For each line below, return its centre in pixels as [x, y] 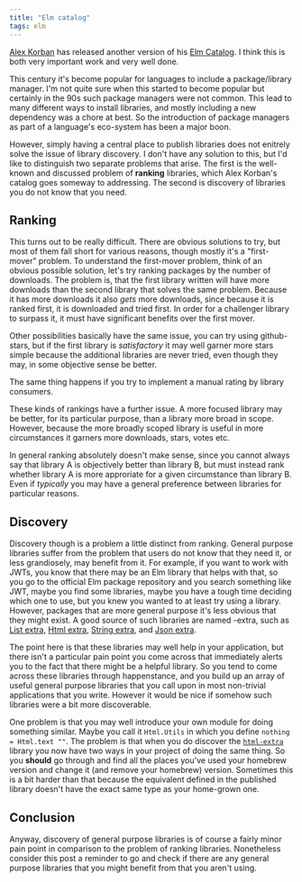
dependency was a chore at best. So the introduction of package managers [150, 117]
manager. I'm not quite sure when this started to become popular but [137, 88]
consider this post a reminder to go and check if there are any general [139, 858]
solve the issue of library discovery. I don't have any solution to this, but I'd [148, 153]
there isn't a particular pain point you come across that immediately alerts [146, 657]
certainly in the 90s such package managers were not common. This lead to [151, 98]
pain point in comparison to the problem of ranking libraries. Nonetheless [145, 849]
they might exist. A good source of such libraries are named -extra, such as [150, 620]
